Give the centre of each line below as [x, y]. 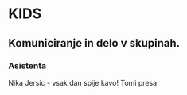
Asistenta [27, 66]
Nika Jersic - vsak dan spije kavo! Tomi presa [83, 82]
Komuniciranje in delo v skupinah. [94, 43]
